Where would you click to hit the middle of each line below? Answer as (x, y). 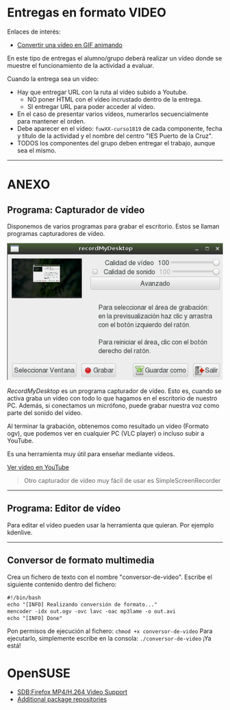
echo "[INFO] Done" (35, 618)
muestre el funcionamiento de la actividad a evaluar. (81, 65)
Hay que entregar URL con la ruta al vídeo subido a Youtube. (102, 92)
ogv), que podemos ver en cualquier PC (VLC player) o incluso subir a (106, 433)
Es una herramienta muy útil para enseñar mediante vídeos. (91, 453)
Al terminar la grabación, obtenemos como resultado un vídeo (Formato (108, 426)
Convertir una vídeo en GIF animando (70, 45)
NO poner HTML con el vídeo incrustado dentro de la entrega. (115, 99)
